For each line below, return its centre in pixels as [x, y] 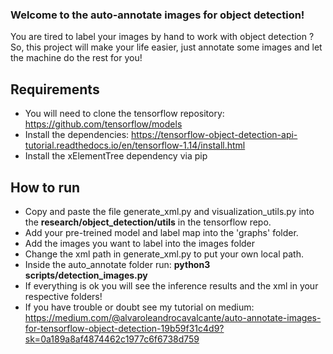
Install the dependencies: [77, 135]
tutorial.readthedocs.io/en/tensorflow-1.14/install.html [135, 145]
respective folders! [63, 296]
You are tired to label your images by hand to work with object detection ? [162, 37]
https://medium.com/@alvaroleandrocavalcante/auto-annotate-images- [173, 317]
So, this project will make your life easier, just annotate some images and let [166, 47]
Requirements [55, 89]
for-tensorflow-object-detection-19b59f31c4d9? [124, 328]
